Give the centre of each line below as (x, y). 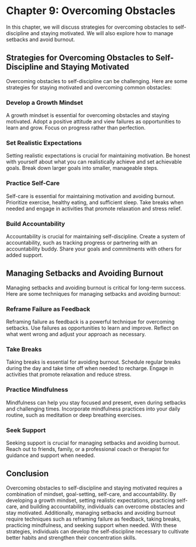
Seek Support (26, 430)
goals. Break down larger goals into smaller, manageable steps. (82, 168)
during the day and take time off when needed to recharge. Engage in (90, 368)
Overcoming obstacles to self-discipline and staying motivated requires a (94, 488)
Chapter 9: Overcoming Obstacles (91, 11)
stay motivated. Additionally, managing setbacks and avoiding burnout (91, 512)
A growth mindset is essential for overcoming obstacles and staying (88, 115)
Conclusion (27, 474)
